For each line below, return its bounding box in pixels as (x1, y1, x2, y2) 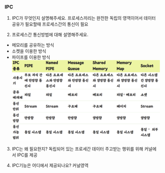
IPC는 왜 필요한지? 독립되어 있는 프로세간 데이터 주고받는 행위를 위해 (11, 146, 143, 151)
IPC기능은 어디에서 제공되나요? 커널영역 (11, 162, 89, 168)
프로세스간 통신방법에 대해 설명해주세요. (11, 32, 89, 38)
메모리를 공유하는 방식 (11, 42, 55, 48)
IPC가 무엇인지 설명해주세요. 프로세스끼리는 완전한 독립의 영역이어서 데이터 (11, 15, 156, 21)
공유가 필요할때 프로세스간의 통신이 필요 (11, 21, 89, 27)
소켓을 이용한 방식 (11, 48, 46, 54)
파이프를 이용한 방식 (11, 54, 50, 60)
